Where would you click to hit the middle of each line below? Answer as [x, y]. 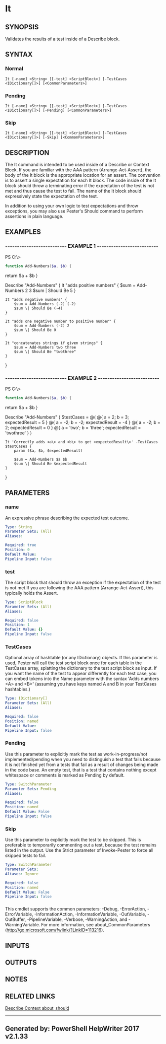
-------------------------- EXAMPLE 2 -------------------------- [82, 378]
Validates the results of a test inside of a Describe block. [62, 39]
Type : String [19, 527]
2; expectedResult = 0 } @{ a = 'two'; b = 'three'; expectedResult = [73, 427]
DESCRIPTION [27, 153]
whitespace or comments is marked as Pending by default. [65, 775]
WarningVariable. [23, 925]
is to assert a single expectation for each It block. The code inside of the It [81, 180]
